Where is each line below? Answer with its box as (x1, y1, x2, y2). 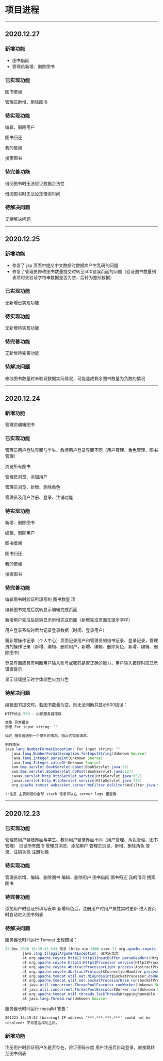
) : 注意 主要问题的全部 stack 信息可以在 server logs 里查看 (5, 791, 116, 796)
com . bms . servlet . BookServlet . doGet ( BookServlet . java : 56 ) (11, 765, 130, 769)
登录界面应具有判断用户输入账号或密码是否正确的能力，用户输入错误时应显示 (5, 660, 158, 666)
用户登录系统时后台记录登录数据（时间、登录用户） (5, 627, 107, 633)
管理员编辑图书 (5, 422, 35, 427)
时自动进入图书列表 (5, 912, 44, 917)
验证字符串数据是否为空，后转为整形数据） (29, 275, 114, 280)
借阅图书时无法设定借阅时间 (5, 191, 61, 196)
